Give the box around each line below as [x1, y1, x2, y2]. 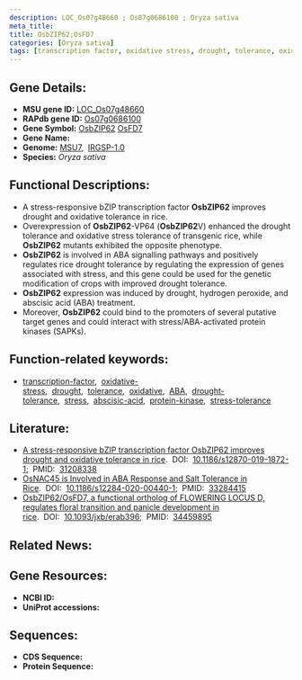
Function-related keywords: [9, 352, 169, 367]
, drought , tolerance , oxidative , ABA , [44, 385, 188, 396]
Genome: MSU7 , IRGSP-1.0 [22, 141, 125, 153]
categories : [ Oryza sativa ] [9, 38, 115, 48]
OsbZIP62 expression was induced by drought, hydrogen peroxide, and [22, 287, 289, 298]
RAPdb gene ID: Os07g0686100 [22, 113, 142, 124]
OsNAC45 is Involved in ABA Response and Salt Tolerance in [22, 473, 248, 484]
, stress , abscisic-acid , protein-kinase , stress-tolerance [57, 395, 271, 406]
